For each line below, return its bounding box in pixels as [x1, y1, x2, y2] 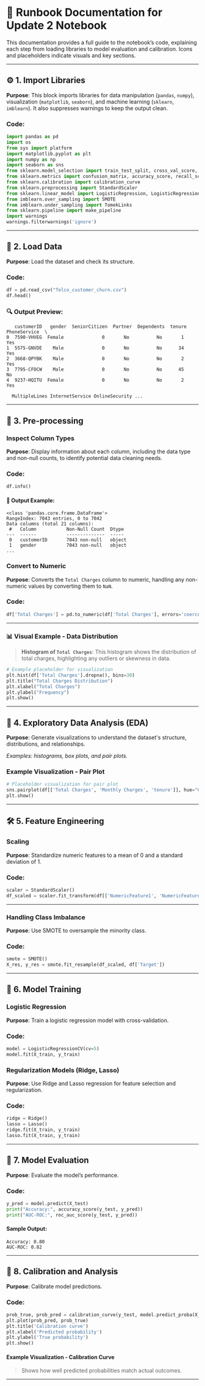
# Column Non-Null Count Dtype [9, 526, 124, 533]
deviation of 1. [6, 858, 41, 865]
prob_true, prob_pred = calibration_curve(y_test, [6, 1311, 138, 1317]
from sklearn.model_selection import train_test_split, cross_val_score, [6, 168, 198, 174]
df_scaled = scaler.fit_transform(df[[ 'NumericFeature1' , [6, 892, 157, 899]
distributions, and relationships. [6, 740, 85, 748]
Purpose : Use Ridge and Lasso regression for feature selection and [6, 1080, 176, 1088]
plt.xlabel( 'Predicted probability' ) [6, 1329, 103, 1335]
